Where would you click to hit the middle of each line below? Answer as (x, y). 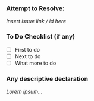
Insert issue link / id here (36, 21)
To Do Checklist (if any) (41, 37)
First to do (27, 49)
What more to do (35, 63)
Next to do (28, 56)
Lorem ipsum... (24, 92)
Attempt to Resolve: (35, 8)
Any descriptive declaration (47, 78)
